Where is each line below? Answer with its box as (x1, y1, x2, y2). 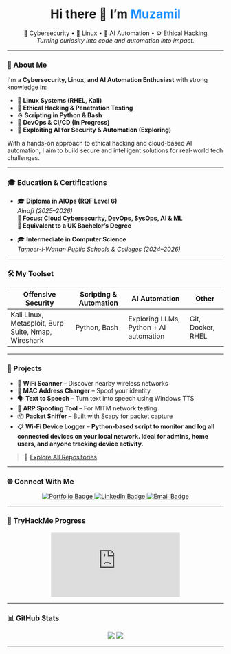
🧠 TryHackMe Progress (7, 516, 86, 526)
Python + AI (128, 322, 166, 332)
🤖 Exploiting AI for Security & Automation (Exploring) (16, 126, 172, 134)
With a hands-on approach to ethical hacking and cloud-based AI (7, 139, 192, 148)
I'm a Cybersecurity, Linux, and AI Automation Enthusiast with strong (7, 76, 208, 84)
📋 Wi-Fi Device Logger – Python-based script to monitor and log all (16, 422, 215, 430)
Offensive (23, 289, 56, 299)
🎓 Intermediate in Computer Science (16, 235, 127, 244)
